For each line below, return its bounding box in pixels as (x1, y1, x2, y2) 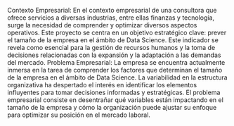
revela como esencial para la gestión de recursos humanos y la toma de (7, 44, 216, 51)
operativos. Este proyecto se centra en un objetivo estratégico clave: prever (7, 28, 227, 37)
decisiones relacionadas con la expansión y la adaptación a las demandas (7, 51, 221, 59)
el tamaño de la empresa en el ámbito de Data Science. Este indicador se (7, 36, 219, 44)
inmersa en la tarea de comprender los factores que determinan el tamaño (7, 66, 223, 74)
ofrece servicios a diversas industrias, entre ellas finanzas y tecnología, (7, 13, 215, 22)
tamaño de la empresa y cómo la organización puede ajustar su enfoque (7, 103, 217, 111)
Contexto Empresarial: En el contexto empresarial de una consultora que (7, 6, 217, 14)
